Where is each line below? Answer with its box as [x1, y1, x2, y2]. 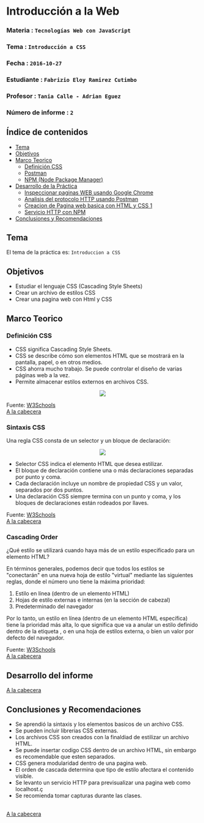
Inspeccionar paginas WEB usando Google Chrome [24, 188, 154, 196]
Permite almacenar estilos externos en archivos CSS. [15, 378, 149, 385]
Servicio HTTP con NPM [24, 208, 86, 215]
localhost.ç [15, 786, 43, 793]
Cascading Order [6, 533, 58, 542]
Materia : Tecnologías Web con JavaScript [6, 26, 131, 35]
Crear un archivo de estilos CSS [15, 289, 96, 297]
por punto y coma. [15, 473, 62, 481]
